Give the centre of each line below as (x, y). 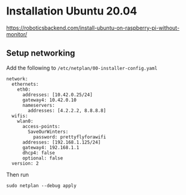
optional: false (42, 158)
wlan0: (25, 121)
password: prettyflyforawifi (70, 137)
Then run (17, 174)
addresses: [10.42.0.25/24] (57, 95)
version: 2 (25, 163)
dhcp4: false (39, 153)
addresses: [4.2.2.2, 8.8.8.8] (67, 110)
